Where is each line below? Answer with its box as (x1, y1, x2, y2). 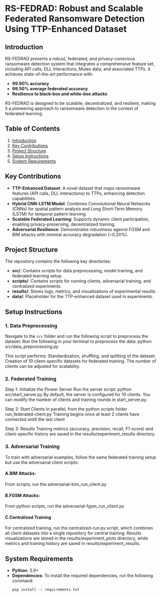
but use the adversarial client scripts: (5, 459, 79, 465)
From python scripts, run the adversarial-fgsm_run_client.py (5, 503, 124, 509)
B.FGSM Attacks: (5, 492, 40, 498)
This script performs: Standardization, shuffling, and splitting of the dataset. (5, 353, 156, 359)
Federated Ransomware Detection (5, 13, 145, 24)
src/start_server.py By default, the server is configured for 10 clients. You (5, 392, 151, 398)
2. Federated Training (5, 376, 57, 382)
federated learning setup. (12, 273, 63, 279)
